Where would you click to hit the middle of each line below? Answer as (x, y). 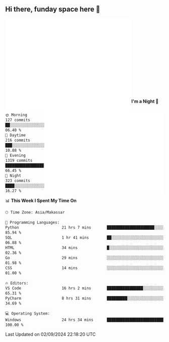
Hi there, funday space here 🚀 (53, 9)
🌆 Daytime (16, 135)
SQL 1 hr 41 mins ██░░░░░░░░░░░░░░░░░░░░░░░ (84, 238)
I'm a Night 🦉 (145, 101)
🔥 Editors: (17, 283)
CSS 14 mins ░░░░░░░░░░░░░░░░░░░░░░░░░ (84, 268)
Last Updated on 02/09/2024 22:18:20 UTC (50, 334)
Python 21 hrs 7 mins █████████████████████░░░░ (84, 227)
